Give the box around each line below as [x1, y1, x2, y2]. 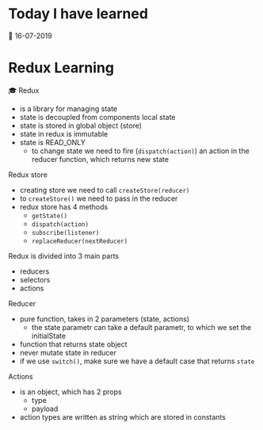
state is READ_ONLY [19, 137, 86, 147]
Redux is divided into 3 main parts [8, 251, 120, 260]
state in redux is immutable [19, 129, 109, 139]
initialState [31, 331, 66, 340]
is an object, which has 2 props [19, 386, 122, 397]
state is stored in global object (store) [19, 121, 143, 130]
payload [31, 404, 59, 413]
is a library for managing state [19, 104, 118, 113]
